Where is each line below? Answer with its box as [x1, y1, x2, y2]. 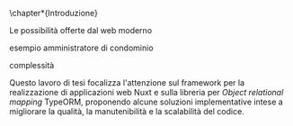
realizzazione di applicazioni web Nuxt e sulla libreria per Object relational [9, 87, 284, 97]
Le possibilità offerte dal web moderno [9, 25, 153, 35]
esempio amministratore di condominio [9, 42, 155, 53]
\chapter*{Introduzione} [9, 8, 99, 18]
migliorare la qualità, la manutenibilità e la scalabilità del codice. [9, 106, 244, 116]
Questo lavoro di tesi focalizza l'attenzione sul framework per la [9, 77, 245, 88]
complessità [9, 60, 55, 70]
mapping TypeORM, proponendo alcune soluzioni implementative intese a [9, 96, 283, 107]
